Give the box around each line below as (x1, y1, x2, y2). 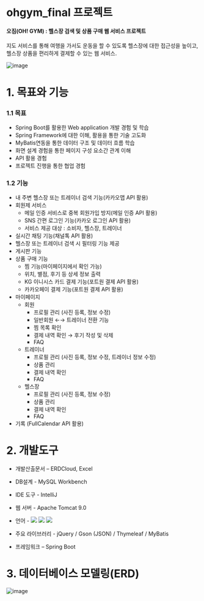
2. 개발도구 (6, 444, 59, 458)
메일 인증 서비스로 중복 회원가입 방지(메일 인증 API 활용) (24, 209, 158, 217)
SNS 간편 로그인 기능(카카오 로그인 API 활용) (24, 217, 131, 224)
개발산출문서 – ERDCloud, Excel (15, 465, 93, 472)
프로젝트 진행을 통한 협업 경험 (15, 162, 86, 169)
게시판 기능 (15, 247, 42, 255)
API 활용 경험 (15, 154, 47, 162)
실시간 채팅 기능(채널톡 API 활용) (15, 232, 93, 239)
